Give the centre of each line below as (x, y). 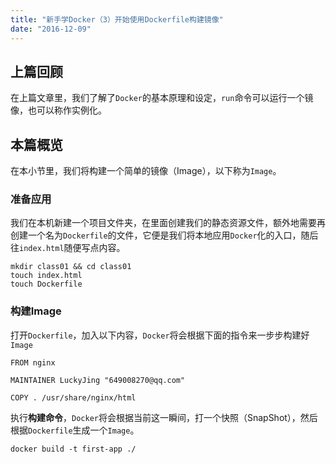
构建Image (36, 311)
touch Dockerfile (46, 284)
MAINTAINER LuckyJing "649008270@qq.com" (98, 380)
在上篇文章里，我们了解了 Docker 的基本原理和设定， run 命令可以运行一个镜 (162, 98)
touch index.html (46, 276)
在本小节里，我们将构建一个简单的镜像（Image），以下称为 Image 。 (146, 171)
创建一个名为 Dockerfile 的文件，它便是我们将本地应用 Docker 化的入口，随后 (164, 235)
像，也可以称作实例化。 (58, 110)
